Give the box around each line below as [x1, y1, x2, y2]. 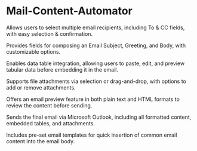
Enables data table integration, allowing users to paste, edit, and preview [6, 60, 185, 67]
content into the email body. [6, 137, 75, 144]
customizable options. [6, 48, 61, 55]
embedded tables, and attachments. [6, 119, 96, 127]
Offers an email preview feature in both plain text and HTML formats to [6, 95, 180, 103]
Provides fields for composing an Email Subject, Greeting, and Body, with [6, 42, 186, 49]
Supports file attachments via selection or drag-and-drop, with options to [6, 78, 186, 85]
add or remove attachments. [6, 84, 76, 91]
